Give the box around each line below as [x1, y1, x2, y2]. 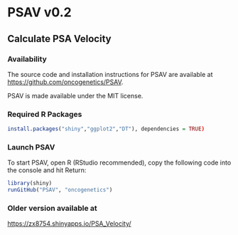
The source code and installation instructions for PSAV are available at [7, 70, 213, 78]
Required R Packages [7, 109, 82, 119]
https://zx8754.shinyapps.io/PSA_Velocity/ [7, 219, 131, 228]
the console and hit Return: [7, 166, 87, 174]
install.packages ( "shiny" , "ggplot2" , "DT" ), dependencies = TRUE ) [7, 125, 205, 132]
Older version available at [7, 204, 97, 214]
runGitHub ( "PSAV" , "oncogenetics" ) [7, 187, 113, 194]
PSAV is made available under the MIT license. [7, 91, 144, 100]
